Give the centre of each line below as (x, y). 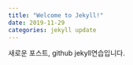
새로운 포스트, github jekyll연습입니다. (67, 53)
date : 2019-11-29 (37, 23)
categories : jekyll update (52, 30)
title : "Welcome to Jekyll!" (56, 15)
